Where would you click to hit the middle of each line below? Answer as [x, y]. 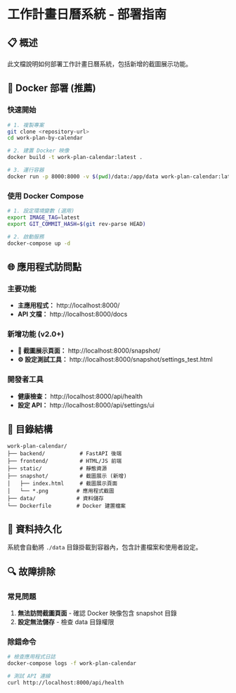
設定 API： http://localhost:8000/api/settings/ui [86, 405]
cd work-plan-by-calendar [45, 138]
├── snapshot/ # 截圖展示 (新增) [67, 476]
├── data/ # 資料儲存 [55, 498]
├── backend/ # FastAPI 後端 [65, 453]
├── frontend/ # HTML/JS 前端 [65, 461]
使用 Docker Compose [46, 196]
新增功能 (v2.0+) [36, 334]
